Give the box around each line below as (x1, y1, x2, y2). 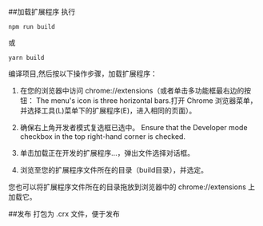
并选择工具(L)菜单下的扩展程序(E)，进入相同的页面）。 (19, 106, 197, 115)
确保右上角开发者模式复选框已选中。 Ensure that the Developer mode (19, 123, 248, 132)
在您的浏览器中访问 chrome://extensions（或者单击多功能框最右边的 (19, 86, 245, 95)
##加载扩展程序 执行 (8, 7, 76, 16)
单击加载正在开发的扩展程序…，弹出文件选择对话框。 (19, 149, 194, 157)
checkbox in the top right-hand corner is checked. (19, 132, 186, 141)
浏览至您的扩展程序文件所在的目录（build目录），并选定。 (19, 165, 208, 174)
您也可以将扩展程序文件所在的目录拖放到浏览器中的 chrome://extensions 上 (8, 182, 256, 192)
